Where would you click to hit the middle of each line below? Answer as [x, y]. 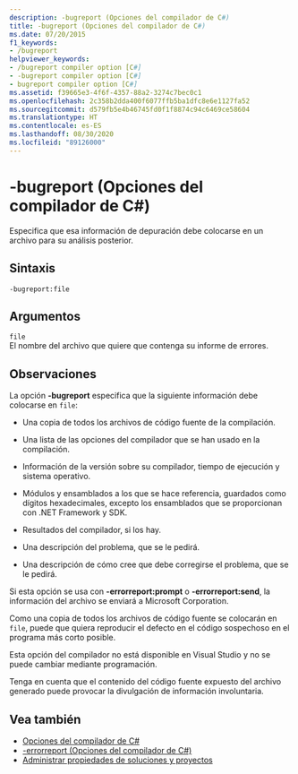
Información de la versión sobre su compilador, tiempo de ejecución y [151, 467]
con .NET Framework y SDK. [75, 512]
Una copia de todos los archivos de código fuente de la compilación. [149, 423]
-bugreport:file [39, 289]
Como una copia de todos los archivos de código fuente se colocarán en [143, 618]
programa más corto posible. [63, 638]
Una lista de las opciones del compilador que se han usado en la [141, 440]
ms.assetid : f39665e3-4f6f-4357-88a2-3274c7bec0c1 [106, 92]
